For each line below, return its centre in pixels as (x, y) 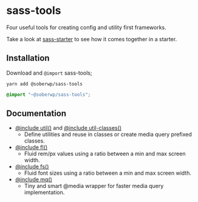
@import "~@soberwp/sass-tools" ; (49, 95)
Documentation (36, 114)
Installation (28, 58)
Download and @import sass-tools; (49, 73)
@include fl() (31, 147)
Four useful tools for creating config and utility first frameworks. (87, 27)
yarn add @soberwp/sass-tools (45, 84)
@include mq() (34, 180)
